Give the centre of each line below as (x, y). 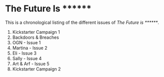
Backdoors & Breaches (36, 37)
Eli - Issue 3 (24, 53)
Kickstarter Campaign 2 (36, 69)
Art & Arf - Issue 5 (31, 64)
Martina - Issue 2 (30, 48)
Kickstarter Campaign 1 (36, 32)
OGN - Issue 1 (27, 42)
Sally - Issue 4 (27, 58)
